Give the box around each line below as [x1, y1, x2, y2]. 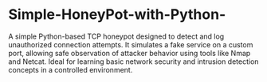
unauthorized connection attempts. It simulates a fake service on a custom [8, 39, 253, 49]
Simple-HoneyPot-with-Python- [8, 6, 226, 24]
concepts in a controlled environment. [8, 65, 133, 74]
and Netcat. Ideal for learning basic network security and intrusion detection [8, 57, 259, 66]
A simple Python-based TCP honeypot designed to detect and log [8, 32, 225, 41]
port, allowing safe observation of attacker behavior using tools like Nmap [8, 48, 251, 58]
